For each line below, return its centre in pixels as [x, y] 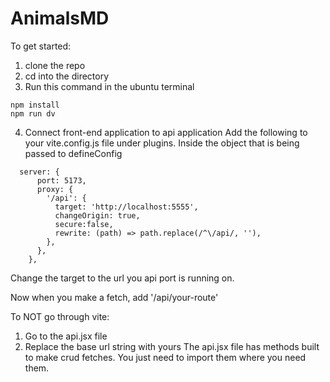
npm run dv [33, 113]
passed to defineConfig [73, 153]
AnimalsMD [60, 18]
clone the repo [55, 65]
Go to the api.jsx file [66, 336]
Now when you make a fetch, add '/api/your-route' [114, 297]
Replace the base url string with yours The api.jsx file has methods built [172, 346]
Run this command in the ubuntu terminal [109, 86]
